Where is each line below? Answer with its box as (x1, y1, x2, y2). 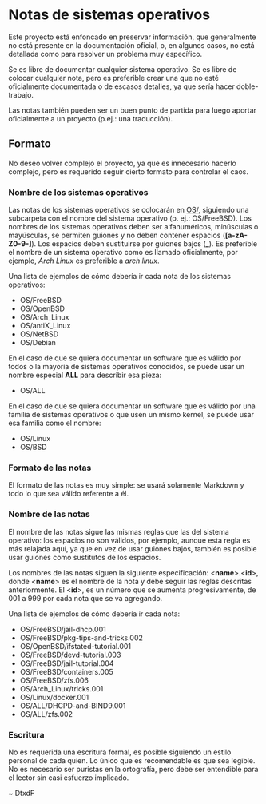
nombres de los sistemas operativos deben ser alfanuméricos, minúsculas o (8, 222, 259, 232)
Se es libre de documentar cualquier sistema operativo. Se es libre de (8, 64, 237, 74)
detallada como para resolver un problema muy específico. (8, 49, 202, 58)
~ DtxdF (8, 788, 35, 798)
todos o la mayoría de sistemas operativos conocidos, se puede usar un (8, 362, 245, 372)
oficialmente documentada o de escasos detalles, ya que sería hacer (8, 82, 236, 91)
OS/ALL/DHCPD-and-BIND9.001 (19, 701, 126, 710)
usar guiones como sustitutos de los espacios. (8, 552, 161, 562)
